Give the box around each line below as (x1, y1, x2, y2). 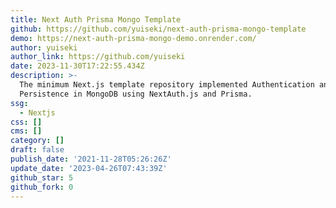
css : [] (10, 117, 43, 127)
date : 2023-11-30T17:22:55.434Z (10, 61, 145, 71)
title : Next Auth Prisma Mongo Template (10, 14, 182, 25)
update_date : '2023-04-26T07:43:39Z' (10, 163, 168, 173)
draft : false (10, 145, 65, 155)
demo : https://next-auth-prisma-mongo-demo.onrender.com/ (10, 33, 257, 43)
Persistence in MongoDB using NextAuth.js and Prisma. (19, 89, 253, 99)
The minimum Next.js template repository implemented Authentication (19, 80, 315, 90)
